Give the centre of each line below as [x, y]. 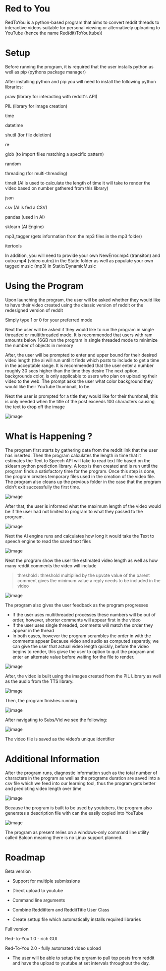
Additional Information [53, 759]
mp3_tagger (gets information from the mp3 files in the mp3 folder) [74, 236]
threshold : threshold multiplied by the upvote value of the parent [83, 575]
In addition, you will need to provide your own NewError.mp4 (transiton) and [83, 255]
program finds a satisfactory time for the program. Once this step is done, [80, 471]
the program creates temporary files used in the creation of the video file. [80, 476]
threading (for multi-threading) [36, 173]
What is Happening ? [49, 436]
